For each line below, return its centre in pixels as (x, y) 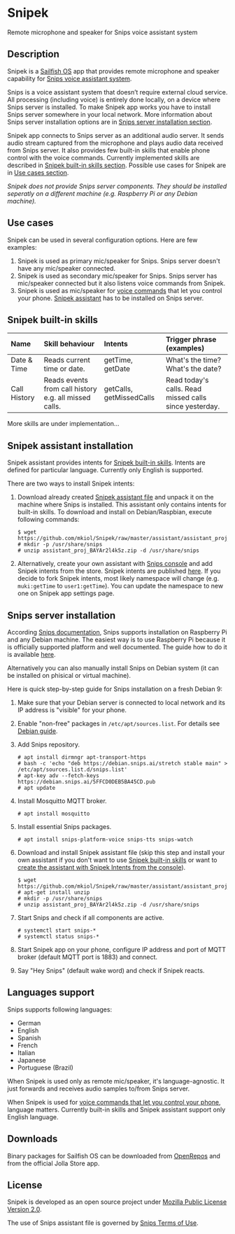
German (29, 1023)
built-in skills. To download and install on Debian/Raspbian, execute (114, 512)
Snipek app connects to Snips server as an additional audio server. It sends (116, 135)
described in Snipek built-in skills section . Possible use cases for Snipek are (117, 165)
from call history (71, 389)
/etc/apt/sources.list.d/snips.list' (72, 770)
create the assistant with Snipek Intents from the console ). (101, 867)
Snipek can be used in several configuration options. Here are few (102, 240)
